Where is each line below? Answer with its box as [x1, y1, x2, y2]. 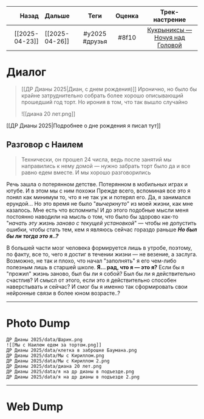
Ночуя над [154, 33, 185, 41]
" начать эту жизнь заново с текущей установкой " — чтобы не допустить [6, 219, 197, 227]
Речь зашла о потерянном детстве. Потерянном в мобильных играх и [6, 180, 188, 188]
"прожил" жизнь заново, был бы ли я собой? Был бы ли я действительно [6, 270, 195, 277]
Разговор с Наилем [6, 139, 84, 150]
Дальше [44, 12, 70, 20]
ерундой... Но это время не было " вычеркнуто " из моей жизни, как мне [6, 200, 193, 207]
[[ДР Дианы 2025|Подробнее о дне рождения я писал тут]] [6, 122, 161, 129]
